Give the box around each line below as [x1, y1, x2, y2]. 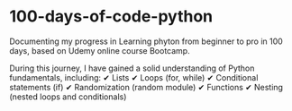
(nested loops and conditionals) [9, 91, 127, 102]
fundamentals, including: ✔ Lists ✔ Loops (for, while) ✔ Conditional [9, 72, 259, 82]
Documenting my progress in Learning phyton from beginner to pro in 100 [9, 36, 284, 47]
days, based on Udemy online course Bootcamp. [9, 45, 191, 55]
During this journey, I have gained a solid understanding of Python [9, 63, 255, 73]
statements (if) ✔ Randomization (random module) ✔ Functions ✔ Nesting [9, 81, 284, 92]
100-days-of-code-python [9, 6, 214, 27]
